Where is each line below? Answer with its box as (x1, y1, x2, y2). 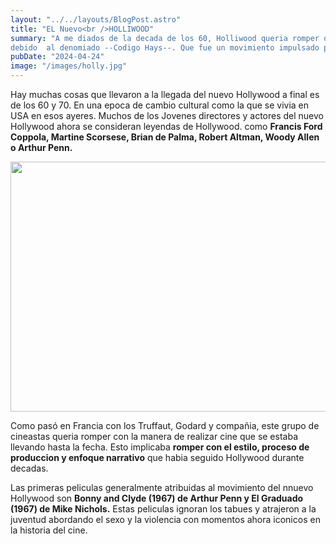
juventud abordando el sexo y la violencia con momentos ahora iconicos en (10, 514, 321, 525)
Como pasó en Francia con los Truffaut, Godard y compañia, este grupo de (10, 420, 320, 431)
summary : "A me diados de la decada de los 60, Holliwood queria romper (10, 33, 320, 43)
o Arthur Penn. (10, 142, 73, 153)
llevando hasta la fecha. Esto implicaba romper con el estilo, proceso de (10, 441, 310, 453)
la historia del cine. (10, 524, 88, 536)
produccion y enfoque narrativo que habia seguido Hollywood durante (10, 452, 305, 463)
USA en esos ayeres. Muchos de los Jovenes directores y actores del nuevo (10, 110, 324, 121)
